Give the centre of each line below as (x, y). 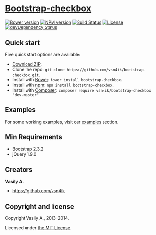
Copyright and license (40, 206)
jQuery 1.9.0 (24, 154)
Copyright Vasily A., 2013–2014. (37, 218)
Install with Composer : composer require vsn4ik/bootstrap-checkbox (81, 90)
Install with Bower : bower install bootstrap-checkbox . (67, 79)
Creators (19, 170)
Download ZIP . (27, 64)
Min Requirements (34, 137)
